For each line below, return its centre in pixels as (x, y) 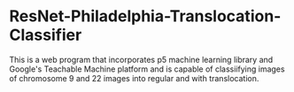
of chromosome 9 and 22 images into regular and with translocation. (134, 78)
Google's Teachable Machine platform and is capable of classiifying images (147, 69)
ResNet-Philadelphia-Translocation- (145, 16)
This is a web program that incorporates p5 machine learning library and (141, 59)
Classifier (46, 35)
